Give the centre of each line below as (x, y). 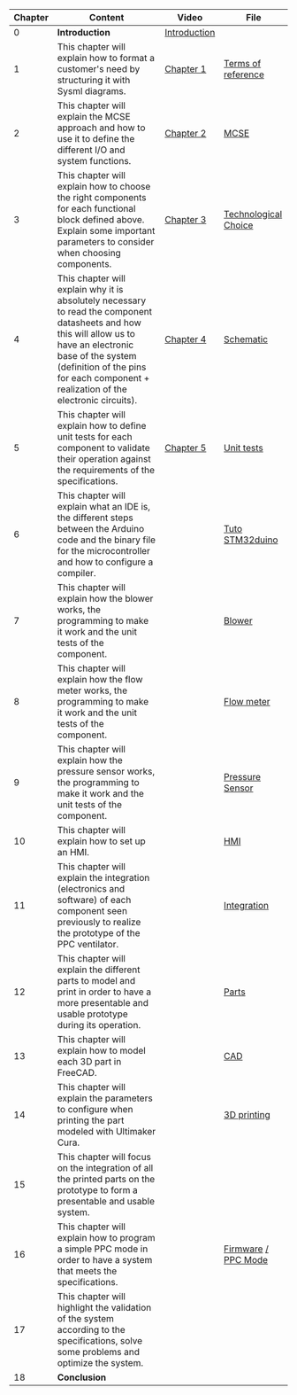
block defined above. (101, 219)
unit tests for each (95, 436)
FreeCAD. (77, 1073)
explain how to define (102, 426)
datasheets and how (99, 323)
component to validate (103, 448)
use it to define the (96, 139)
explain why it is (90, 289)
